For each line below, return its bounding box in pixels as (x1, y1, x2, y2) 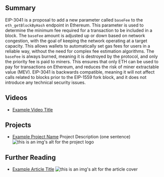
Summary (5, 4, 36, 12)
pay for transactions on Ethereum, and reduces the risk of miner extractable (5, 64, 159, 70)
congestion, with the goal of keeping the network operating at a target (5, 38, 148, 44)
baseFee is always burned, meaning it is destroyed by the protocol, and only (5, 53, 158, 59)
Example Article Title (12, 166, 55, 172)
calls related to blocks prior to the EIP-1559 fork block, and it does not (5, 74, 147, 80)
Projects (5, 121, 32, 129)
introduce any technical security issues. (5, 79, 86, 85)
